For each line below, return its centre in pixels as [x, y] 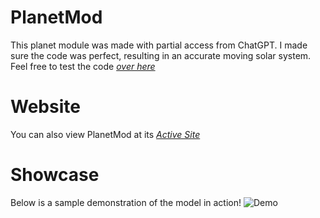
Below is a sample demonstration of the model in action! [126, 202]
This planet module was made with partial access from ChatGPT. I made [159, 45]
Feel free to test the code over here [83, 66]
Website [45, 107]
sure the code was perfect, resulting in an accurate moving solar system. [161, 55]
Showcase [55, 175]
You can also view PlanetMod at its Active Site [105, 134]
